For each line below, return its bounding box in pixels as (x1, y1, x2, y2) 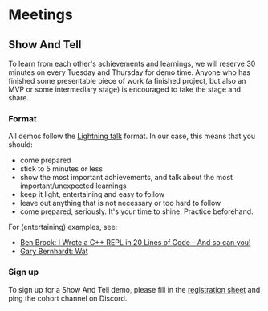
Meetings (8, 6, 74, 24)
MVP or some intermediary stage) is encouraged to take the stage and (8, 84, 241, 94)
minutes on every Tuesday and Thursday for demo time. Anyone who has (8, 68, 251, 77)
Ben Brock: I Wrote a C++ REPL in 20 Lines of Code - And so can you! (19, 238, 251, 248)
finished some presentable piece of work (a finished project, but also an (8, 76, 246, 85)
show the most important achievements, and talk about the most (19, 173, 233, 182)
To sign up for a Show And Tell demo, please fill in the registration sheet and (8, 284, 261, 294)
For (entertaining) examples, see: (8, 223, 118, 232)
